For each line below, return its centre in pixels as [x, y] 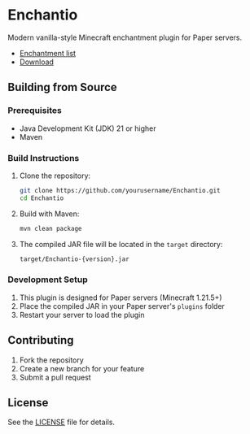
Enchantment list [48, 53]
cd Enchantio [42, 198]
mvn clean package [50, 228]
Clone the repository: [55, 176]
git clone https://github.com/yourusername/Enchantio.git [120, 190]
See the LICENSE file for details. [61, 422]
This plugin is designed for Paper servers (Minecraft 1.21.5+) [121, 297]
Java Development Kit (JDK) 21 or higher [88, 128]
